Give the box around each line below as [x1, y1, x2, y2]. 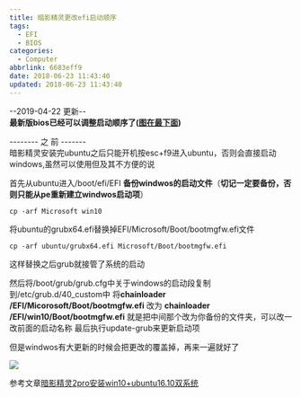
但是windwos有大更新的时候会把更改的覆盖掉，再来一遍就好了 [9, 341, 240, 352]
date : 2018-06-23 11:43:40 [9, 72, 111, 81]
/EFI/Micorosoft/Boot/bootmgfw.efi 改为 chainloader [9, 300, 211, 311]
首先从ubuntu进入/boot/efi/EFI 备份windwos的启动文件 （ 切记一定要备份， [9, 177, 284, 189]
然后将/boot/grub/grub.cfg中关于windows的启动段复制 [9, 278, 211, 288]
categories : [9, 47, 54, 56]
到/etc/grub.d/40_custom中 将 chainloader [9, 288, 166, 299]
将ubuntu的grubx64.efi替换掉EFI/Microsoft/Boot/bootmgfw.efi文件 [9, 224, 255, 234]
